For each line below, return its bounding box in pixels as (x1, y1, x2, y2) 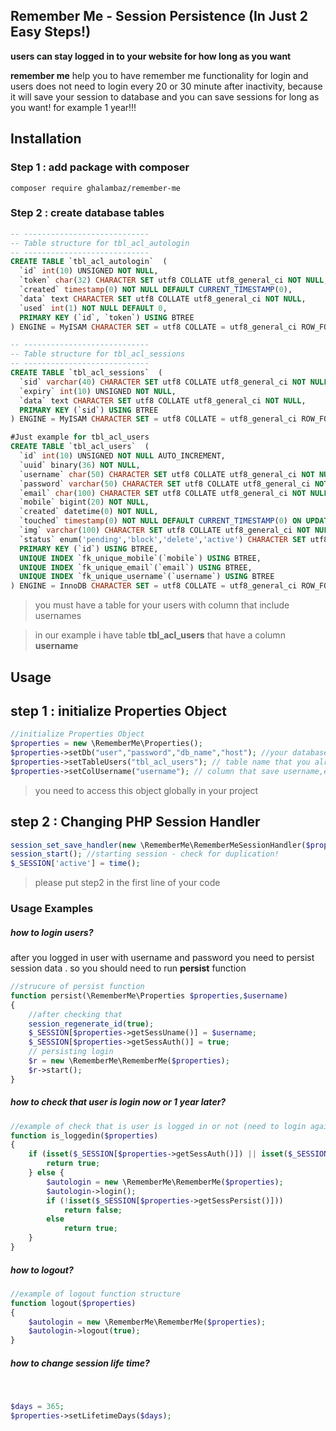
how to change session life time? (10, 1357, 150, 1369)
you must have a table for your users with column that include (34, 599, 290, 611)
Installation (10, 130, 82, 148)
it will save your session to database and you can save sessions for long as (10, 90, 320, 103)
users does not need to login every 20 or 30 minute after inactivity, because (10, 80, 323, 92)
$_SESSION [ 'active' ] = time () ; (10, 859, 141, 869)
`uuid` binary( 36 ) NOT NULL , (19, 460, 141, 470)
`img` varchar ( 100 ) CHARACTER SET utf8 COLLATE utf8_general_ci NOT (19, 525, 311, 536)
